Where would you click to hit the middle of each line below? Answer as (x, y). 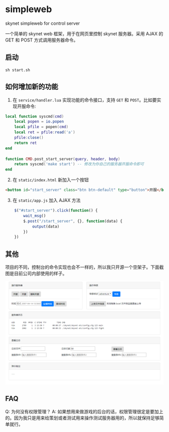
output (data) (46, 226)
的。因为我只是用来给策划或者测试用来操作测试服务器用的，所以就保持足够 (82, 418)
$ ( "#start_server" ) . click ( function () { (56, 210)
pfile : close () (29, 138)
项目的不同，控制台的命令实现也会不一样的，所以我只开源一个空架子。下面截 (84, 267)
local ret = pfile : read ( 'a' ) (45, 132)
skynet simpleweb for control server (43, 23)
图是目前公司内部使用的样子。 (36, 274)
